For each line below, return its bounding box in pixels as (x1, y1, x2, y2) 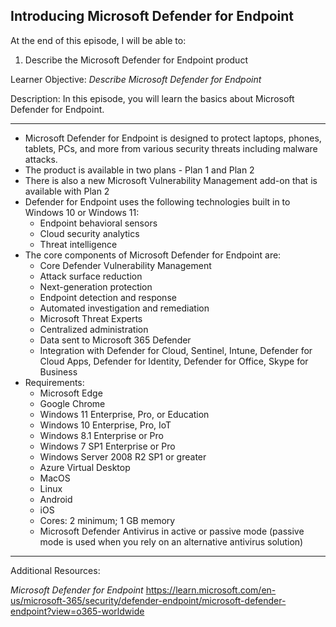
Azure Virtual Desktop (39, 461, 131, 473)
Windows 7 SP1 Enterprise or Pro (39, 440, 176, 452)
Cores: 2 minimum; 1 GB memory (39, 514, 176, 526)
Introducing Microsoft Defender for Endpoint (10, 8, 294, 25)
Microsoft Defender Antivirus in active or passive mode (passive (39, 525, 305, 537)
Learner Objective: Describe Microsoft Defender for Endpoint (10, 73, 262, 85)
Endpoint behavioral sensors (39, 217, 158, 229)
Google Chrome (39, 397, 106, 409)
